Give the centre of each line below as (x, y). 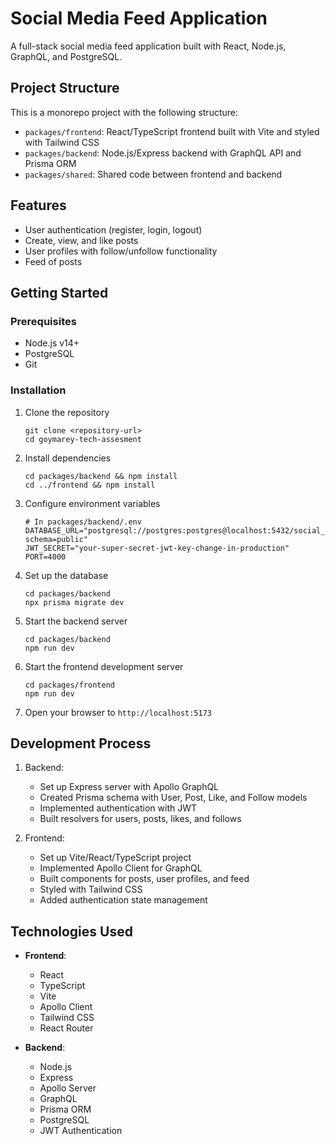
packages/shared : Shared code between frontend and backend (153, 174)
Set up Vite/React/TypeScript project (115, 858)
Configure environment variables (92, 503)
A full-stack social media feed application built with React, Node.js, (148, 46)
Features (38, 205)
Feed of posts (53, 261)
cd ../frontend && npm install (90, 485)
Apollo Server (68, 1088)
